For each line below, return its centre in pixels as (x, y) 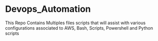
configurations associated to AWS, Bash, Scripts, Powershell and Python (79, 28)
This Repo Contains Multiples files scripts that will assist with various (76, 23)
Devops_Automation (48, 9)
